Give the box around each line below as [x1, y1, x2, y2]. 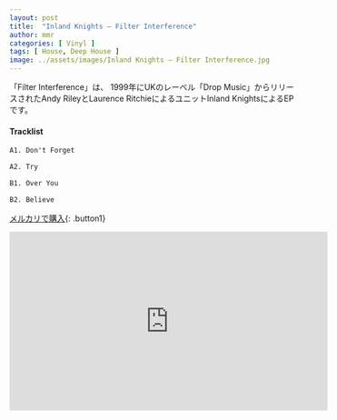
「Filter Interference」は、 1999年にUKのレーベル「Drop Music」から [9, 82, 271, 92]
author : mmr [9, 30, 55, 39]
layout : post [9, 13, 59, 23]
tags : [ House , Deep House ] [9, 47, 120, 56]
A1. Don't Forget [9, 146, 75, 155]
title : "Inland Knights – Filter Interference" [9, 22, 197, 31]
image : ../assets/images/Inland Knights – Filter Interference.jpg [9, 55, 271, 65]
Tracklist [9, 125, 44, 136]
